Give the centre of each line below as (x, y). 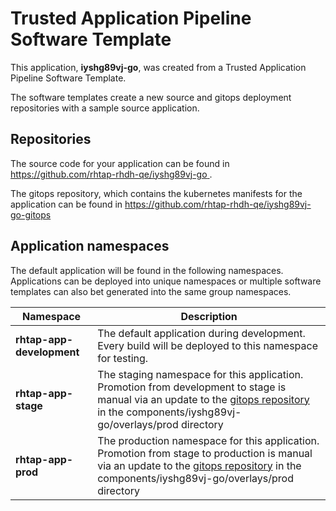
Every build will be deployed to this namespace (208, 345)
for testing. (123, 358)
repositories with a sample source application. (105, 108)
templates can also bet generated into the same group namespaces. (151, 291)
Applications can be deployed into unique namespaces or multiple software (166, 281)
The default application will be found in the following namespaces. (147, 270)
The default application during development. (201, 333)
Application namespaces (90, 246)
